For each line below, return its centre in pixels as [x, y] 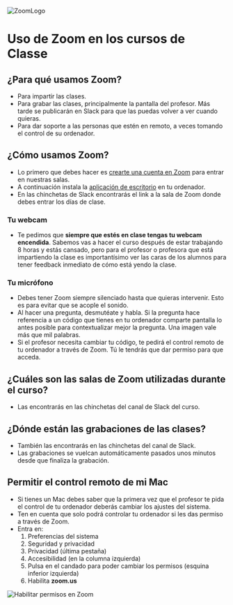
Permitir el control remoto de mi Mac [88, 483]
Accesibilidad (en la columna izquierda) [84, 558]
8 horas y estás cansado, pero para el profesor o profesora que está [115, 250]
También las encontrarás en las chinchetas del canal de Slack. [106, 446]
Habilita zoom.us [52, 581]
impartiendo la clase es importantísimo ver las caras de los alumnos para [122, 257]
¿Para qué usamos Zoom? [64, 79]
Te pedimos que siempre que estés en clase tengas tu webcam [110, 235]
